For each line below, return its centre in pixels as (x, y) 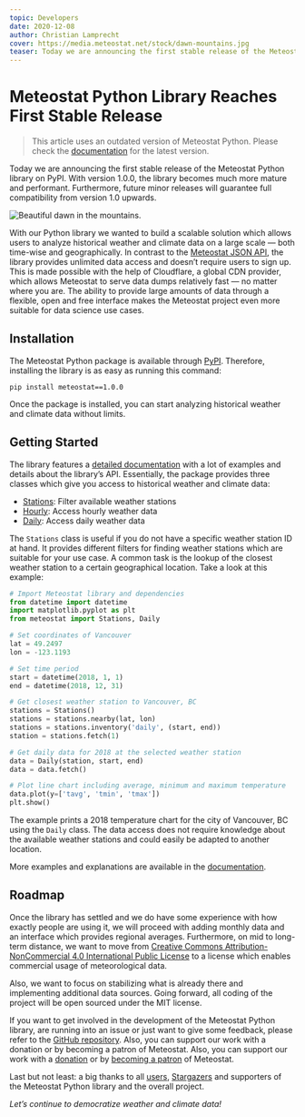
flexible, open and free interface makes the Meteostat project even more (145, 300)
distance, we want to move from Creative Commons (126, 946)
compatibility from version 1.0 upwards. (83, 198)
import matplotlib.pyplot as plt (73, 611)
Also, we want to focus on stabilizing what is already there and (126, 983)
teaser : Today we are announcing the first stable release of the (138, 52)
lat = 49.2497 (36, 644)
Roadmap (37, 895)
